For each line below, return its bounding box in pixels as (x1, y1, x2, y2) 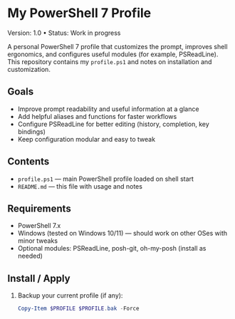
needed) (17, 251, 43, 261)
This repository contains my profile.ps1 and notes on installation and (7, 57, 212, 66)
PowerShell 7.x (17, 221, 61, 230)
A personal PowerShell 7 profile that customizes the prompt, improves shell (7, 42, 228, 51)
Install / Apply (7, 272, 70, 284)
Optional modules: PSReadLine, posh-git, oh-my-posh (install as (17, 244, 207, 253)
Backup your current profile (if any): (17, 291, 123, 300)
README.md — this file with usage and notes (17, 182, 142, 190)
